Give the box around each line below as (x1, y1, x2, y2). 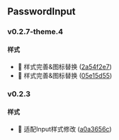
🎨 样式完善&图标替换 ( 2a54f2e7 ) (17, 62, 112, 71)
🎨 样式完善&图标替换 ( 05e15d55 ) (17, 71, 113, 80)
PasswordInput (7, 6, 76, 18)
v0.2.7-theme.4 (7, 27, 64, 37)
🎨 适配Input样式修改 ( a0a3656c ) (17, 124, 112, 133)
